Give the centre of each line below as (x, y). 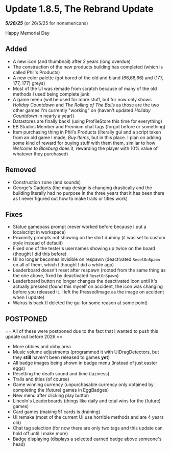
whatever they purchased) (40, 153)
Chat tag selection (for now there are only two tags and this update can (88, 428)
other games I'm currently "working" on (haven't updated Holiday (82, 110)
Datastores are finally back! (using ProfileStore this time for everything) (87, 121)
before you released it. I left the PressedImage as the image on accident (88, 292)
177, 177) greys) (29, 83)
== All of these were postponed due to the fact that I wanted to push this (82, 331)
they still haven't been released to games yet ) (61, 357)
